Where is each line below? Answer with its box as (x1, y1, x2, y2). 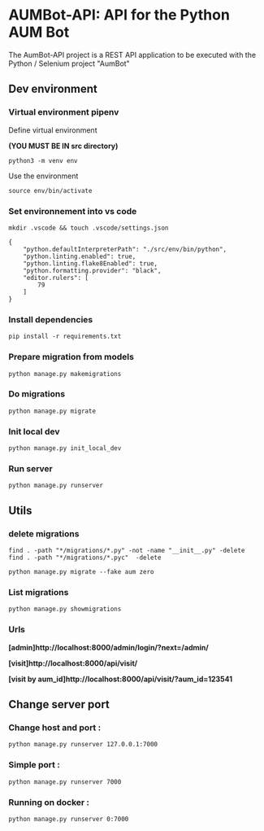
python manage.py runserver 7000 (8, 777, 122, 786)
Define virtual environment (8, 125, 97, 135)
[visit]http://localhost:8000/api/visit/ (8, 658, 138, 668)
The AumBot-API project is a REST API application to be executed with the (8, 50, 257, 59)
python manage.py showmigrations (8, 605, 122, 614)
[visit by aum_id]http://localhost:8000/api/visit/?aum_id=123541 (8, 674, 233, 684)
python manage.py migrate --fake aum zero (8, 568, 154, 576)
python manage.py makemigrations (8, 370, 122, 378)
